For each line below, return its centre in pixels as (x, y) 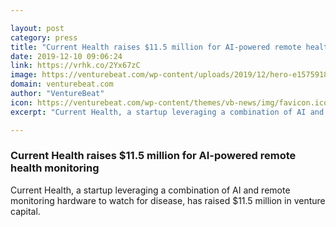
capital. (25, 211)
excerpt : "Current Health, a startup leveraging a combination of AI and (167, 112)
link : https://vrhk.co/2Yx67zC (75, 66)
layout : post (37, 28)
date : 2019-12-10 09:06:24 (66, 56)
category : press (44, 37)
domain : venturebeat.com (62, 84)
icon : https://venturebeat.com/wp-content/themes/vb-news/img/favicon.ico (169, 102)
